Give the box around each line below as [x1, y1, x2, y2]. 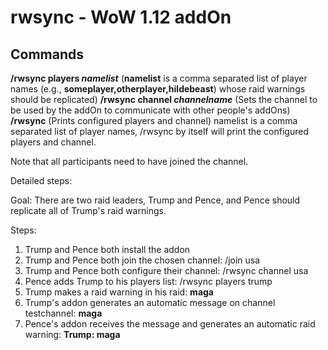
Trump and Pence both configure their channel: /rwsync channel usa [24, 265, 309, 276]
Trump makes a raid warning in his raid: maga [24, 286, 214, 298]
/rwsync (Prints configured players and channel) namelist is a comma [10, 115, 298, 126]
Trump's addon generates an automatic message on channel [24, 297, 276, 308]
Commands [10, 46, 85, 63]
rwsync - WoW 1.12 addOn [10, 6, 232, 29]
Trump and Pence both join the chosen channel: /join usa [24, 254, 261, 266]
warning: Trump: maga [24, 329, 121, 340]
